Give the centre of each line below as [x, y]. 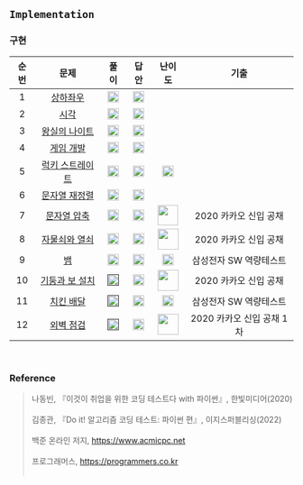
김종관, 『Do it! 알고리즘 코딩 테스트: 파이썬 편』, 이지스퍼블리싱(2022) [156, 419]
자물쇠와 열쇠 [68, 240]
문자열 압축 [68, 215]
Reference [32, 378]
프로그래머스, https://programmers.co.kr [105, 461]
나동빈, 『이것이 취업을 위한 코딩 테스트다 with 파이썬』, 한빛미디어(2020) [162, 398]
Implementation [52, 15]
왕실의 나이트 [68, 131]
